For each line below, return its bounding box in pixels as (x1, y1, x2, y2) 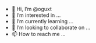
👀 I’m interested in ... (11, 12, 61, 19)
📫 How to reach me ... (11, 31, 66, 37)
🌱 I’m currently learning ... (11, 18, 74, 24)
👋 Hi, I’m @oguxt (11, 6, 52, 12)
